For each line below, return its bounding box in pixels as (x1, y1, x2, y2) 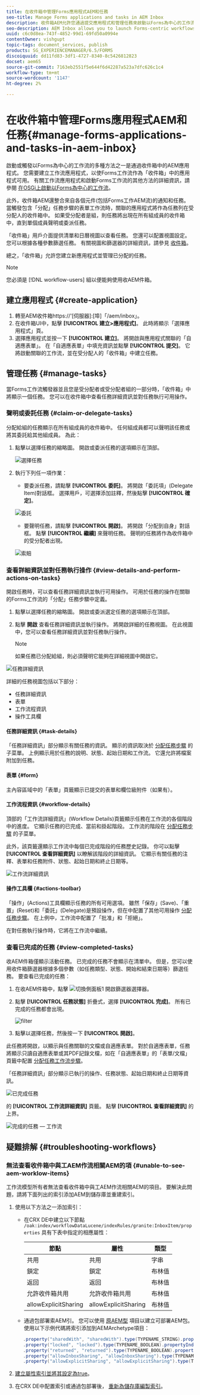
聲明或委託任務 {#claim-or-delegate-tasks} (6, 409, 133, 418)
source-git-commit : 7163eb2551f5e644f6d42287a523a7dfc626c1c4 (6, 64, 164, 70)
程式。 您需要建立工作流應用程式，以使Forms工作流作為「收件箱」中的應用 (6, 169, 190, 176)
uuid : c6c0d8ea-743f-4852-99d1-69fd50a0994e (6, 31, 118, 37)
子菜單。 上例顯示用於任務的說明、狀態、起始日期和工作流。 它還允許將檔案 (6, 749, 192, 756)
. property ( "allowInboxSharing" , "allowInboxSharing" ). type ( (23, 1353, 176, 1359)
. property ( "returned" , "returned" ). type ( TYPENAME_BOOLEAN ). (23, 1347, 176, 1353)
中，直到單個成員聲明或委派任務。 (6, 219, 90, 226)
